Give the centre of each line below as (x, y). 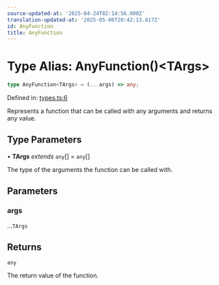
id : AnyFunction (30, 26)
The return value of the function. (53, 275)
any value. (22, 119)
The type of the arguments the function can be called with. (90, 169)
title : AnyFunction (35, 33)
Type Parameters (44, 140)
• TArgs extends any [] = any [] (49, 156)
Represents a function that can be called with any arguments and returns (110, 111)
